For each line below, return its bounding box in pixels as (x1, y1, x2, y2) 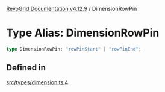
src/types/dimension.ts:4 (6, 78, 69, 86)
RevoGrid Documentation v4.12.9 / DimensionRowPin (6, 5, 137, 12)
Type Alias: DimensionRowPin (6, 26, 160, 40)
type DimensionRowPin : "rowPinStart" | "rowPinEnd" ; (6, 46, 142, 52)
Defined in (6, 63, 46, 73)
